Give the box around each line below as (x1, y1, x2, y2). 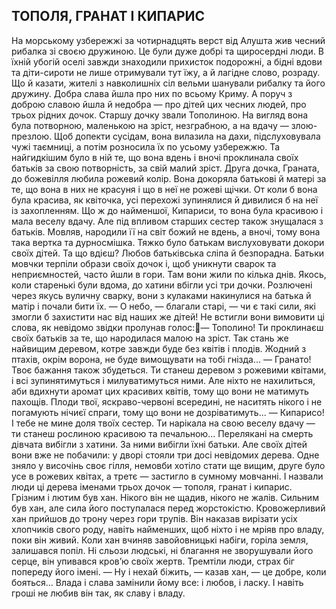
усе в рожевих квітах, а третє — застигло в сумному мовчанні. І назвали (11, 470, 324, 482)
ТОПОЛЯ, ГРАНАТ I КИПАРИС (11, 8, 206, 25)
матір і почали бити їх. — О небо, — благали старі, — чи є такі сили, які (11, 300, 316, 312)
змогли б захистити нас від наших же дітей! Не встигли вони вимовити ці (11, 310, 325, 323)
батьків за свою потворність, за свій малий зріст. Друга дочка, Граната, (11, 162, 320, 174)
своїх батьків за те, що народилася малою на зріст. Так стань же (11, 332, 289, 344)
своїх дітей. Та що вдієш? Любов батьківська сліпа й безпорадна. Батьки (11, 247, 325, 259)
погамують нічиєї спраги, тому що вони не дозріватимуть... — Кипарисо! (11, 406, 325, 418)
